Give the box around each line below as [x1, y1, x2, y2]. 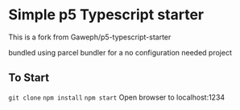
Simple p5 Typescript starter [8, 6, 204, 24]
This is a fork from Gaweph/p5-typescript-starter [8, 32, 172, 42]
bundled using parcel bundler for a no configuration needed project [8, 47, 232, 57]
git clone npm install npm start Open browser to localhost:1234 [8, 92, 226, 102]
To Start [8, 71, 50, 85]
